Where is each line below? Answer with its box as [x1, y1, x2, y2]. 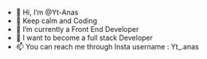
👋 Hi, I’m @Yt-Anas [15, 8, 79, 17]
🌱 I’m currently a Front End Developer [15, 25, 139, 33]
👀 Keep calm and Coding [15, 16, 98, 26]
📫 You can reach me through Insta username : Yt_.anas [15, 42, 199, 51]
